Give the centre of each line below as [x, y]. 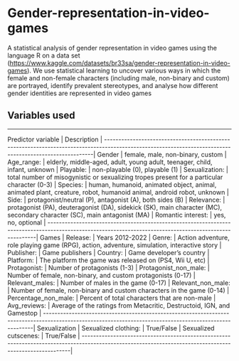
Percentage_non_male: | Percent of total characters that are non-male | [112, 298]
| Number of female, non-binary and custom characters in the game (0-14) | [118, 290]
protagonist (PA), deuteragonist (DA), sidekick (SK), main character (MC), [115, 207]
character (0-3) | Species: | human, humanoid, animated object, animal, [112, 184]
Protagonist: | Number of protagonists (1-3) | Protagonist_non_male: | [108, 267]
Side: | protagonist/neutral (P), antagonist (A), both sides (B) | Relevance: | [116, 200]
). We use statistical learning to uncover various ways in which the [124, 70]
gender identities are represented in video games [79, 93]
